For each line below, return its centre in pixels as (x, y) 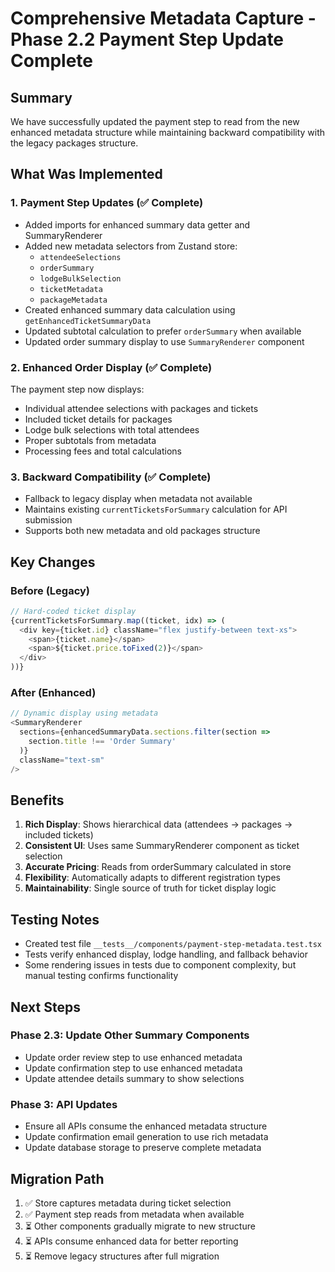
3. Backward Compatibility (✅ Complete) (111, 477)
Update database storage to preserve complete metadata (143, 1148)
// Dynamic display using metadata (84, 713)
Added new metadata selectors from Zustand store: (131, 246)
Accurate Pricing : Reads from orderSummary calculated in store (158, 867)
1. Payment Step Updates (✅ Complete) (107, 203)
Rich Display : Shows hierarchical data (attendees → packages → (158, 824)
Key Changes (53, 562)
